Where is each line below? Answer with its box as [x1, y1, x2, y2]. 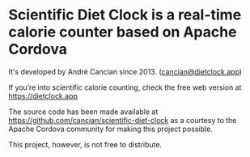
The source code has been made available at [8, 107, 159, 117]
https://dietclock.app [8, 91, 78, 100]
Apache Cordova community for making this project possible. [8, 124, 213, 134]
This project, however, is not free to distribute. [8, 139, 163, 149]
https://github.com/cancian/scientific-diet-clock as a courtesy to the [8, 115, 237, 125]
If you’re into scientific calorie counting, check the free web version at [8, 83, 242, 92]
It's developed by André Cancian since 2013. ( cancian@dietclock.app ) [8, 66, 243, 76]
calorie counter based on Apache [8, 23, 237, 41]
